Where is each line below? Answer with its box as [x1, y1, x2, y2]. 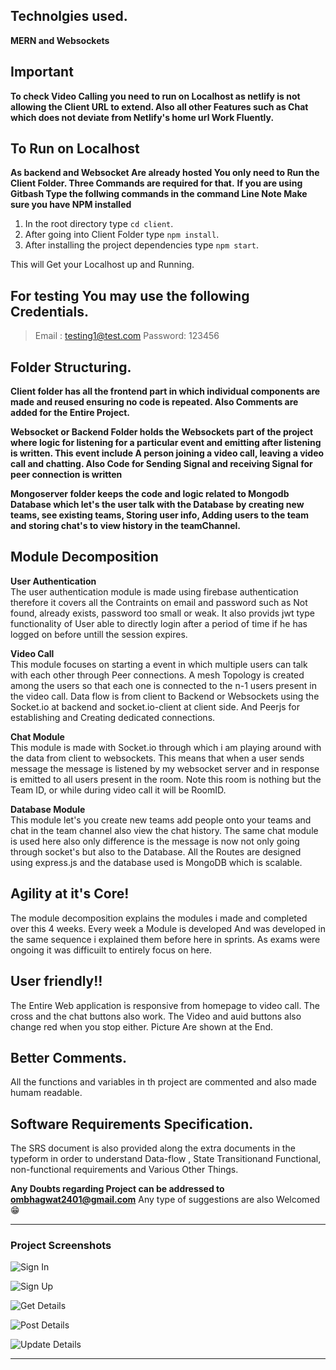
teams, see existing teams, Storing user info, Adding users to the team [10, 509, 310, 521]
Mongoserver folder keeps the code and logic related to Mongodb [10, 488, 290, 500]
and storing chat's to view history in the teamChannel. [10, 520, 242, 532]
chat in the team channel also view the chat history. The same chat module [10, 824, 319, 836]
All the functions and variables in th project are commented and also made [10, 1076, 317, 1088]
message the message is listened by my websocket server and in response [10, 762, 320, 774]
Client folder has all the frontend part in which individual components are [10, 385, 321, 398]
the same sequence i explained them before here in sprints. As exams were [10, 933, 321, 945]
